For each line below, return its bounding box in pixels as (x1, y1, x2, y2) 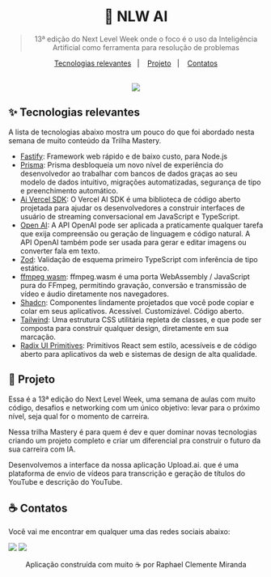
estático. (19, 263, 50, 273)
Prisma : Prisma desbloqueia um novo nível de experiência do (19, 159, 224, 169)
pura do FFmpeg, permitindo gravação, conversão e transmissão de (19, 280, 247, 290)
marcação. (19, 332, 57, 342)
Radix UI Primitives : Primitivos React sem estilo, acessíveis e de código (19, 340, 257, 350)
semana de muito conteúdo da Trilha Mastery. (8, 135, 162, 145)
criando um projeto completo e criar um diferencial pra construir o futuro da (8, 435, 261, 445)
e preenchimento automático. (19, 185, 119, 195)
